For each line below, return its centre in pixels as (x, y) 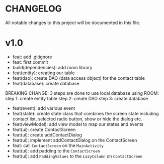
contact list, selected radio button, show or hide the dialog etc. (77, 119)
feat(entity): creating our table (44, 73)
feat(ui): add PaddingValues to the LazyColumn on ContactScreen (77, 156)
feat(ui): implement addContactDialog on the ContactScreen (75, 140)
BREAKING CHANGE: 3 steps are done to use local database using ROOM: (82, 93)
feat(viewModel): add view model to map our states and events (78, 124)
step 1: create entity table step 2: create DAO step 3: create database (77, 98)
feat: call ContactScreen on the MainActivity (58, 145)
